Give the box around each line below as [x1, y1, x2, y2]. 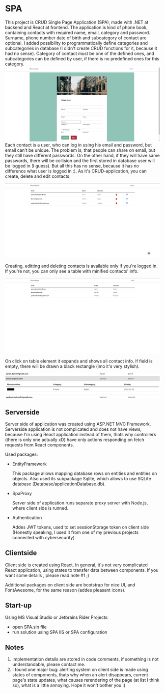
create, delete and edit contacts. [5, 173, 71, 179]
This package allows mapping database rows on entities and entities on [12, 471, 157, 476]
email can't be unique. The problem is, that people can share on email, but [5, 147, 156, 153]
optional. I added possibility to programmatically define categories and [5, 40, 148, 46]
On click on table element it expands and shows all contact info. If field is [5, 358, 153, 364]
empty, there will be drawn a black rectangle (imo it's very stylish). [5, 363, 140, 369]
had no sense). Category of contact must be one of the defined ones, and [5, 50, 155, 56]
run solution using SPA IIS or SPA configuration [12, 629, 108, 635]
